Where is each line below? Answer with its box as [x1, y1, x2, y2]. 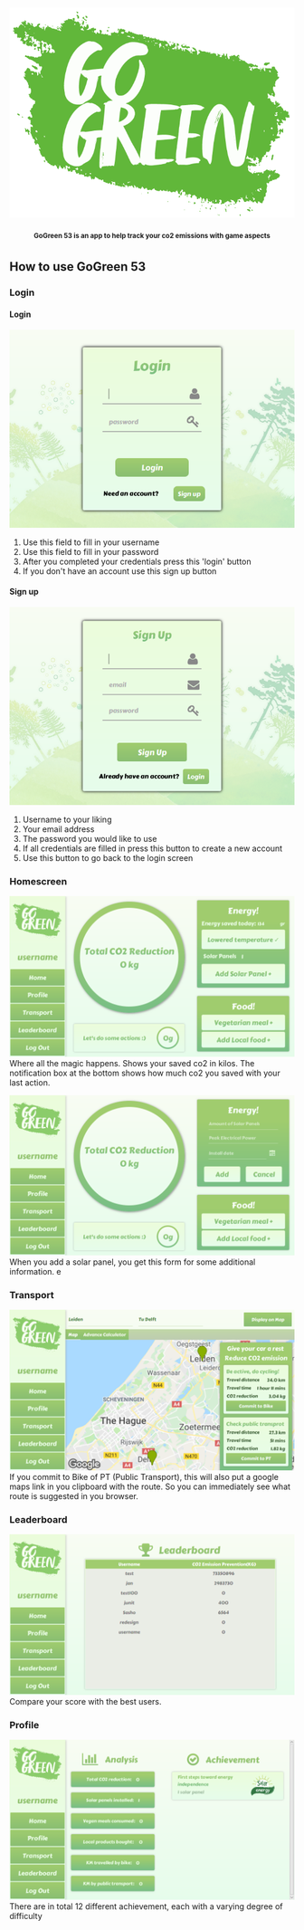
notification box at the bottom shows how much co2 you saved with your [9, 1067, 280, 1078]
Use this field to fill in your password [22, 546, 159, 557]
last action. [9, 1076, 51, 1088]
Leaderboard [9, 1513, 68, 1525]
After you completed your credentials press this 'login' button [22, 556, 252, 567]
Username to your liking [22, 814, 112, 825]
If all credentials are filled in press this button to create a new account [22, 843, 283, 854]
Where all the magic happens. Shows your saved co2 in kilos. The [9, 1057, 255, 1068]
